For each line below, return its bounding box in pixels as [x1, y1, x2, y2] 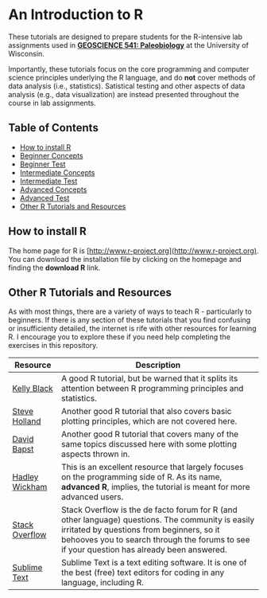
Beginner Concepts [19, 150, 83, 160]
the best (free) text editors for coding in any [60, 567, 225, 578]
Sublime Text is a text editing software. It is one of [60, 557, 247, 569]
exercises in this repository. [8, 341, 99, 350]
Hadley [12, 471, 39, 483]
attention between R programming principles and [60, 383, 244, 394]
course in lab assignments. [8, 98, 97, 107]
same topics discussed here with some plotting [60, 439, 237, 450]
